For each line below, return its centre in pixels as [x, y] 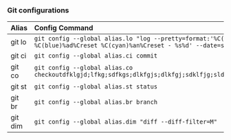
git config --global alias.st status [96, 87]
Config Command [64, 28]
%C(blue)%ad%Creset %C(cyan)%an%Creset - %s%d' [113, 46]
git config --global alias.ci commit [96, 56]
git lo [19, 42]
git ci [19, 56]
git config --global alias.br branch [96, 102]
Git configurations [38, 10]
